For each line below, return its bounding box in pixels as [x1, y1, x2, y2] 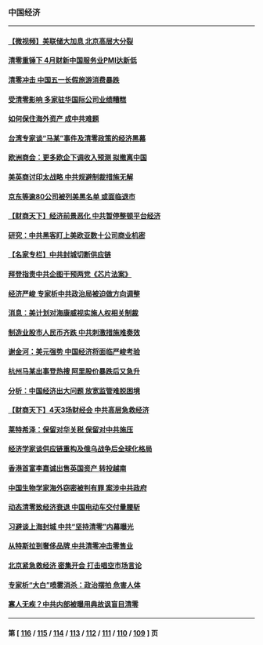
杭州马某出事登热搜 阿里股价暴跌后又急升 [8, 366, 141, 376]
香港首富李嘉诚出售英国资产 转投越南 [8, 463, 127, 472]
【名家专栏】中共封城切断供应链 [8, 250, 111, 260]
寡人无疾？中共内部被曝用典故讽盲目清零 [8, 599, 139, 609]
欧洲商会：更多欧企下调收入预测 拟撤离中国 [8, 153, 147, 162]
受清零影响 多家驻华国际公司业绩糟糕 [8, 94, 127, 104]
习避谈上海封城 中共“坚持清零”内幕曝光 [8, 522, 135, 531]
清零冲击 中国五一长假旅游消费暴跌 [8, 75, 120, 85]
